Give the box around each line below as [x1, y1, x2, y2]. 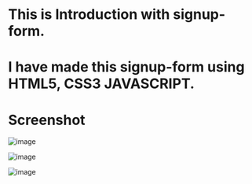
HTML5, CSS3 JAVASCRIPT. [8, 75, 195, 93]
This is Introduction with [8, 6, 170, 24]
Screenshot [8, 111, 86, 129]
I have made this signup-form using [8, 58, 245, 76]
